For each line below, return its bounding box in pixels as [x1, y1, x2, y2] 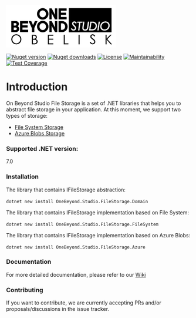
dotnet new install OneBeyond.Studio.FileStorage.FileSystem [6, 221, 159, 227]
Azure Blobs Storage [14, 130, 65, 137]
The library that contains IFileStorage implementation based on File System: [6, 208, 190, 216]
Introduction [6, 80, 68, 94]
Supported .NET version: [6, 144, 79, 153]
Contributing [6, 286, 43, 294]
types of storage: [6, 112, 48, 119]
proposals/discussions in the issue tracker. [6, 306, 110, 313]
